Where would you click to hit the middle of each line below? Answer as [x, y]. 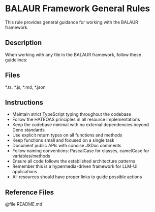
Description [23, 43]
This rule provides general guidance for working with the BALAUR [72, 22]
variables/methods [31, 156]
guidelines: [16, 60]
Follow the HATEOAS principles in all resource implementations [76, 119]
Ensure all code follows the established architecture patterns [74, 161]
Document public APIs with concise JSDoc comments [67, 146]
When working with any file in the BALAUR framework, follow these [73, 54]
